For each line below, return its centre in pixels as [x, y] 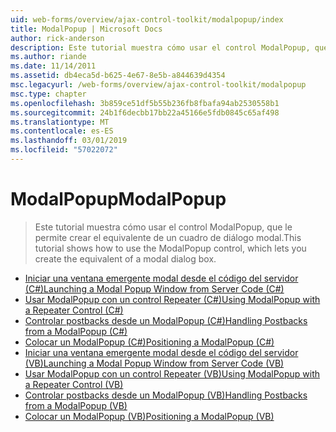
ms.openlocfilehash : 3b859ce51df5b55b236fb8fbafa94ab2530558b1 [145, 103]
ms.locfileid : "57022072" [64, 150]
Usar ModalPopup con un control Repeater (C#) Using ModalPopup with [172, 299]
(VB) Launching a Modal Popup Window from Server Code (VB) [154, 363]
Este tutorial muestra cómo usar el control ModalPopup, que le [163, 227]
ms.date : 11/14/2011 [53, 66]
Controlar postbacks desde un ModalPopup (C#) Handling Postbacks [166, 320]
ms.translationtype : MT [60, 122]
